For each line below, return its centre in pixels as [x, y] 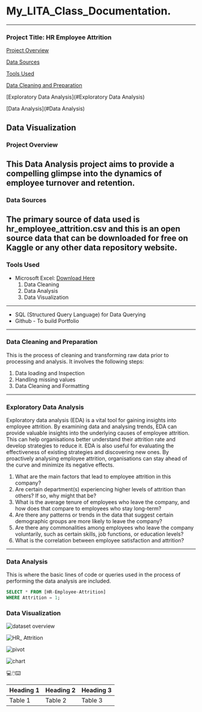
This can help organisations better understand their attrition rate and [91, 440]
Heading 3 [97, 690]
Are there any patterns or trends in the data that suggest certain [94, 515]
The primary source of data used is [73, 220]
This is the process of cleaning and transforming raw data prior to [88, 355]
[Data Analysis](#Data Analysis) [46, 109]
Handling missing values [45, 379]
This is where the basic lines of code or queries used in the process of [93, 575]
